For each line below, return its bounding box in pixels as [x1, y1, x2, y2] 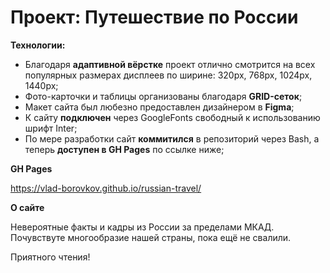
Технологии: [10, 39, 66, 51]
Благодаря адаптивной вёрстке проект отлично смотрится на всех [24, 58, 316, 70]
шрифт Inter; [24, 122, 78, 134]
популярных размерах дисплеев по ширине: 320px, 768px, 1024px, [24, 69, 313, 81]
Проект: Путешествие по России [10, 6, 299, 29]
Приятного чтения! [10, 251, 91, 263]
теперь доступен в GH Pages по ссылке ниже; [24, 143, 225, 155]
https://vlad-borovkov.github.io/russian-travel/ [10, 182, 202, 194]
